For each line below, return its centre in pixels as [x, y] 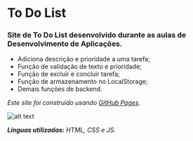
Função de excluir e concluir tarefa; [69, 74]
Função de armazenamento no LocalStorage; [83, 82]
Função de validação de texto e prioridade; [80, 67]
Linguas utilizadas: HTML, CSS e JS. [61, 130]
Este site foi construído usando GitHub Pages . [74, 103]
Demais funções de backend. [60, 89]
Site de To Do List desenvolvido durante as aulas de [97, 35]
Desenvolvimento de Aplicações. [65, 44]
